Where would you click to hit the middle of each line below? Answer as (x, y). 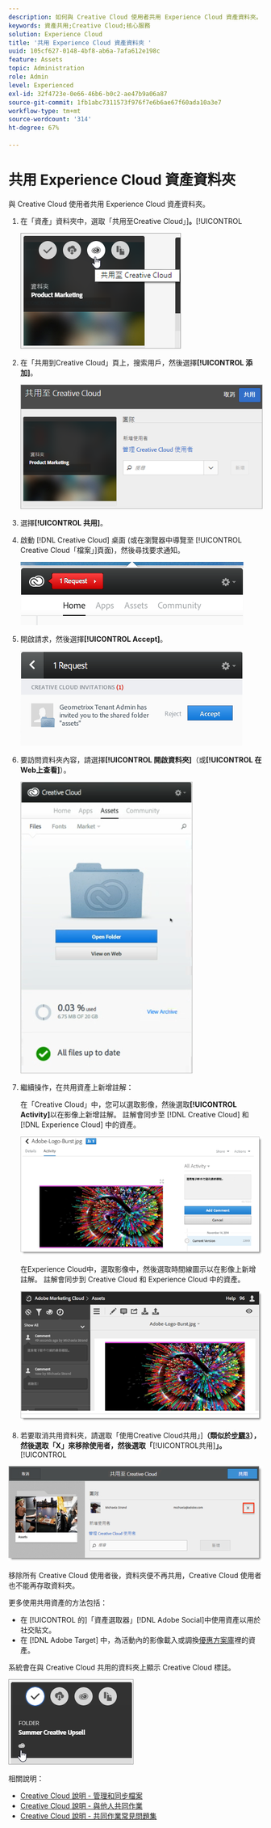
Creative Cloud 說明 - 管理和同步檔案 (81, 1796)
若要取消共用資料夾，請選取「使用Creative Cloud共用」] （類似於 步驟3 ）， (140, 1435)
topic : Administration (46, 69)
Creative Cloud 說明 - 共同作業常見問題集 (88, 1816)
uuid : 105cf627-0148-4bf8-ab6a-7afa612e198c (84, 51)
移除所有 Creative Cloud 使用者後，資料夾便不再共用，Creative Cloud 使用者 (135, 1575)
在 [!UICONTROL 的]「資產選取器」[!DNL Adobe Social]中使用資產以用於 (140, 1619)
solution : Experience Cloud (56, 34)
